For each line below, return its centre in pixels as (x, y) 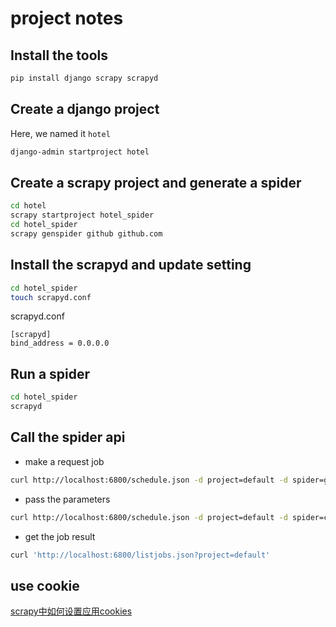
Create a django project (85, 109)
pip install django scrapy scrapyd (84, 78)
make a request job (64, 461)
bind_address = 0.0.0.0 (60, 343)
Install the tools (59, 55)
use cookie (45, 585)
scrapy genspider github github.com (86, 234)
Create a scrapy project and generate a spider (156, 182)
